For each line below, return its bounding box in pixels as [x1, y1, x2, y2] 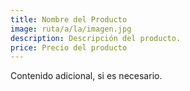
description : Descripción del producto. [10, 33, 182, 43]
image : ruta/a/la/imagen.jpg [10, 24, 132, 34]
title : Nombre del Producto [10, 14, 128, 25]
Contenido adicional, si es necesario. [10, 70, 163, 82]
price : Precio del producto [10, 42, 128, 53]
